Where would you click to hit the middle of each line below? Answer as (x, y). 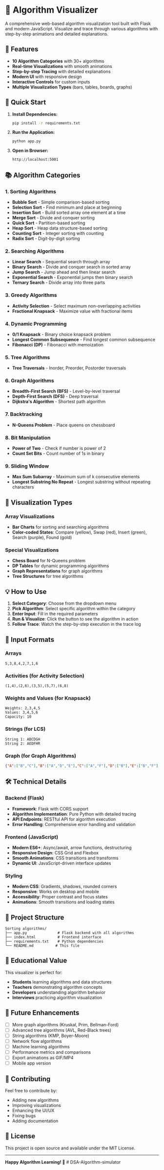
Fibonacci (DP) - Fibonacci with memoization (58, 344)
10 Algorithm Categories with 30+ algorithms (58, 61)
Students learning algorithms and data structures (62, 982)
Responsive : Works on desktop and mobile (55, 892)
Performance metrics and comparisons (51, 1052)
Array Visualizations (30, 516)
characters (23, 487)
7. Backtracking (24, 414)
